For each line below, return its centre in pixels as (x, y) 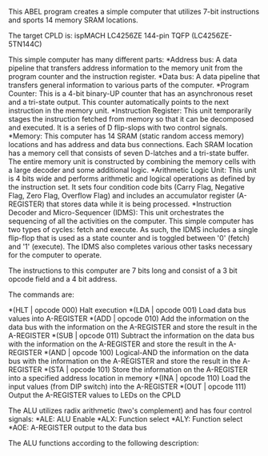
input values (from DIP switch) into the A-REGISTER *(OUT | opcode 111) (127, 386)
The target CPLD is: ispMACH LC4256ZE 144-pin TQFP (99, 36)
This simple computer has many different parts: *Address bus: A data (123, 60)
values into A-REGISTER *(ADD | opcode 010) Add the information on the (129, 318)
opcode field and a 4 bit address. (63, 279)
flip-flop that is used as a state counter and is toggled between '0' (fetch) (129, 238)
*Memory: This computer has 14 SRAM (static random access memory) (126, 136)
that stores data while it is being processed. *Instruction (139, 204)
